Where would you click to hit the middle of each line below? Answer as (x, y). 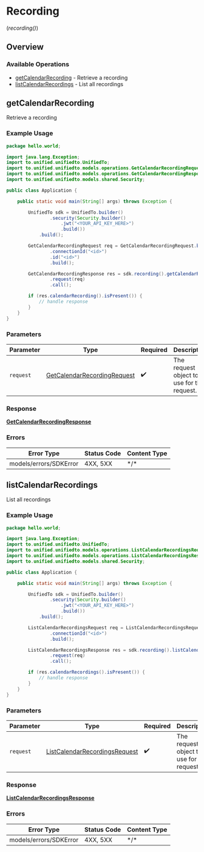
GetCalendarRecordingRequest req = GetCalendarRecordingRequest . (113, 246)
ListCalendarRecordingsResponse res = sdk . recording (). (100, 650)
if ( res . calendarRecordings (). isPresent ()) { (87, 672)
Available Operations (38, 64)
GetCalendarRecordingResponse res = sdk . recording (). (97, 274)
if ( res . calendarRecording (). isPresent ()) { (85, 296)
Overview (25, 47)
